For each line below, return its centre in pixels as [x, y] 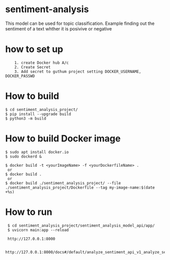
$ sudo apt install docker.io [37, 152]
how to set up [34, 49]
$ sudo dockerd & [24, 156]
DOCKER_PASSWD [20, 76]
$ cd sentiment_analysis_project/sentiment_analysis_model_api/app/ [81, 226]
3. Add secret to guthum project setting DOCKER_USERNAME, [78, 71]
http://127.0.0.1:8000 [31, 239]
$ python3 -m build [26, 118]
